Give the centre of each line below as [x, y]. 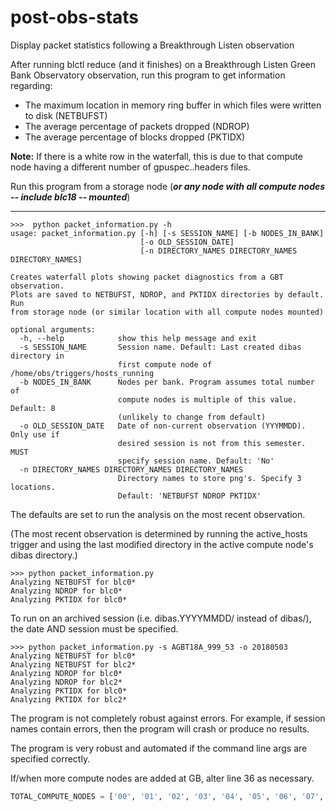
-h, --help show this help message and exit [138, 338]
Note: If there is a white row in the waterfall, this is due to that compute [156, 156]
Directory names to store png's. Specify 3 [209, 478]
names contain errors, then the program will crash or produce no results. [160, 728]
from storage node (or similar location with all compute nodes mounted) [167, 312]
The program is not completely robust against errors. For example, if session [168, 718]
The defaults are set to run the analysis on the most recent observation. [158, 514]
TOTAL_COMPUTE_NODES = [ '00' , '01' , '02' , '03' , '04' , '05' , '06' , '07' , [167, 796]
